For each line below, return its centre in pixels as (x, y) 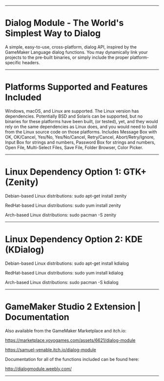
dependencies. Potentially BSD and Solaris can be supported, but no (74, 116)
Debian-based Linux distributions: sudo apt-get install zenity (66, 196)
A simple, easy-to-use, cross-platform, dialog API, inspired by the (71, 47)
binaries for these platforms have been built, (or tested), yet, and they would (82, 121)
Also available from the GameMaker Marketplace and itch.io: (66, 330)
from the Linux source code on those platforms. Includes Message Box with (81, 132)
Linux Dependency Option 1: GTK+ (76, 172)
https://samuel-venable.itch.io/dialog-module (51, 350)
